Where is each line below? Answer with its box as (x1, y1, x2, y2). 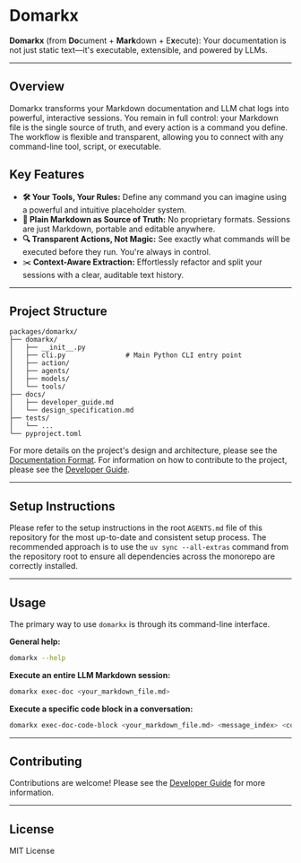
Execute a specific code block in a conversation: (9, 703, 193, 714)
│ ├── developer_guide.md (9, 398, 115, 407)
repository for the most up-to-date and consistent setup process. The (9, 532, 267, 543)
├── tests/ (9, 414, 50, 423)
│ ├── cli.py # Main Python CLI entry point (9, 351, 243, 360)
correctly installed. (9, 561, 79, 571)
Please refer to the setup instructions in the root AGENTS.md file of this (9, 522, 262, 534)
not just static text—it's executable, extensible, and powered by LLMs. (9, 44, 269, 55)
